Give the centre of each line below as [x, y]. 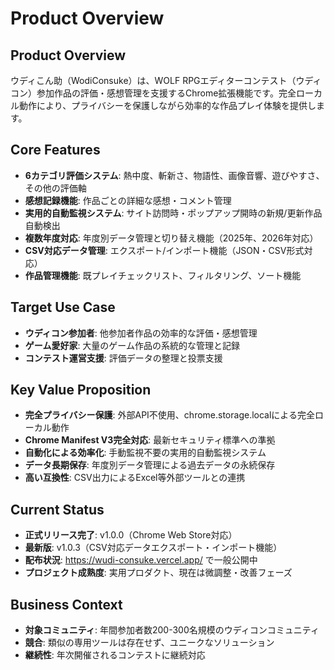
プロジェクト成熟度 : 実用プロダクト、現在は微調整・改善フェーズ [158, 573]
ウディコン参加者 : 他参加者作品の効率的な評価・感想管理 [141, 333]
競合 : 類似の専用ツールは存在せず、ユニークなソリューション [149, 643]
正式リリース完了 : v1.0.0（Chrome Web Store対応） [131, 535]
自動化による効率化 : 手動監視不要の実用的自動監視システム [145, 453]
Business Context [66, 604]
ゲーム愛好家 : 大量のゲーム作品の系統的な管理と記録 [132, 345]
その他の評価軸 [55, 188]
